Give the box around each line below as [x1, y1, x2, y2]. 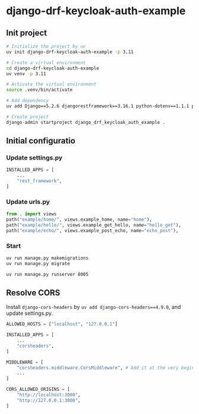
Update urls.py [6, 198, 50, 206]
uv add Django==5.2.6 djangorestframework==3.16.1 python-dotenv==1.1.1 [6, 103, 190, 109]
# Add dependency [6, 98, 49, 104]
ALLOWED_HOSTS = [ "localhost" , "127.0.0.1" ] [6, 321, 118, 327]
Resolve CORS [6, 288, 60, 298]
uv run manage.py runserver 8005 [6, 271, 89, 277]
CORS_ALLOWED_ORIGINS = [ [6, 387, 70, 393]
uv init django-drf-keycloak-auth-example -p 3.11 [6, 49, 134, 55]
